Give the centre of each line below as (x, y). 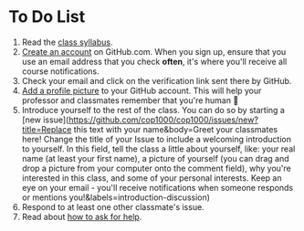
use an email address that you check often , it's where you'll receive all (154, 61)
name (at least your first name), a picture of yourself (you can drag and (155, 158)
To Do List (47, 17)
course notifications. (60, 71)
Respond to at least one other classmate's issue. (113, 206)
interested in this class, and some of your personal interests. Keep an (152, 178)
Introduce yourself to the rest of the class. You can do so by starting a (153, 110)
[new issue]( (45, 120)
